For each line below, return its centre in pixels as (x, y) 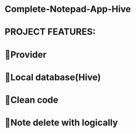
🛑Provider (26, 54)
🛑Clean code (31, 100)
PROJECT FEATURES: (50, 32)
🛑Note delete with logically (61, 123)
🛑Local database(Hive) (53, 77)
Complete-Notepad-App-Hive (68, 9)
